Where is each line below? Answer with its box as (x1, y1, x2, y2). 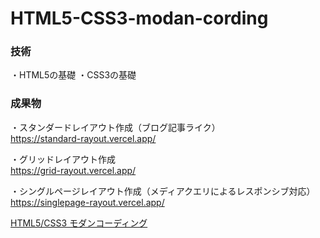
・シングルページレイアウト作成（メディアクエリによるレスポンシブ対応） (10, 185, 316, 197)
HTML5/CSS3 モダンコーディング (10, 217, 148, 229)
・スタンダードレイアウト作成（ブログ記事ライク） (10, 121, 221, 133)
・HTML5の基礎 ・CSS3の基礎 (10, 69, 137, 81)
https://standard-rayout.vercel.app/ (10, 132, 157, 144)
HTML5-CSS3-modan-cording (10, 7, 269, 30)
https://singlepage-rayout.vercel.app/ (10, 196, 165, 208)
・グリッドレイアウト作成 (10, 153, 116, 165)
